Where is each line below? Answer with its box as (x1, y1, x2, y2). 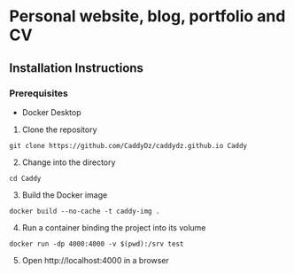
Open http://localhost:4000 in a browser (21, 254, 170, 265)
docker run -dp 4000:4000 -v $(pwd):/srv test (9, 239, 184, 248)
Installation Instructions (9, 60, 144, 75)
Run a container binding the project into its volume (21, 222, 206, 232)
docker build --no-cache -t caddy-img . (9, 207, 161, 215)
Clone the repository (21, 124, 97, 135)
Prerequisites (9, 87, 68, 99)
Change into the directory (21, 157, 116, 168)
